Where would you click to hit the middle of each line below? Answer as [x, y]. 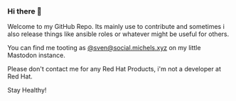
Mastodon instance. [36, 55]
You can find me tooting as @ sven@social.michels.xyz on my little [104, 48]
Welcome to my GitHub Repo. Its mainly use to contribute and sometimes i [116, 27]
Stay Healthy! [27, 90]
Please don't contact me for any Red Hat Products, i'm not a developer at [114, 69]
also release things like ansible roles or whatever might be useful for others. [118, 34]
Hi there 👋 [25, 11]
